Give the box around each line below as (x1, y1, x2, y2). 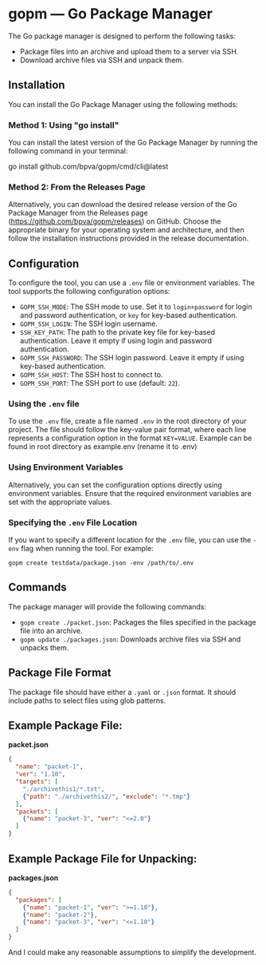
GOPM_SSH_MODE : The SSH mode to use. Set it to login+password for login (19, 302, 252, 312)
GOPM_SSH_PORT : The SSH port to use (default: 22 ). (19, 379, 181, 388)
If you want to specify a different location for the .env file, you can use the (8, 535, 252, 545)
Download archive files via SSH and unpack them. (19, 55, 184, 65)
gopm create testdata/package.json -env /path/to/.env (8, 559, 194, 567)
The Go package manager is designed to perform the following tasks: (8, 31, 237, 41)
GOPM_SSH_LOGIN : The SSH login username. (19, 319, 158, 328)
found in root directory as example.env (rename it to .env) (8, 442, 198, 451)
